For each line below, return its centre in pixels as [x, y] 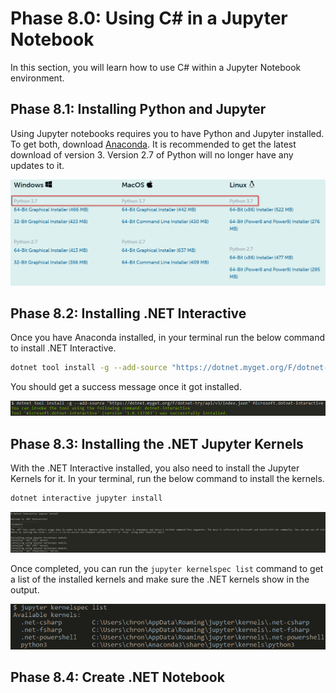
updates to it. [37, 165]
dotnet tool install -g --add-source [89, 368]
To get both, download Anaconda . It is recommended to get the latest [153, 144]
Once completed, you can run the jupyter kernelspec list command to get [167, 568]
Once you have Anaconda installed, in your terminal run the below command [168, 338]
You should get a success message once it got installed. [126, 387]
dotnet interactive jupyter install [86, 498]
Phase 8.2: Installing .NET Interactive [128, 313]
